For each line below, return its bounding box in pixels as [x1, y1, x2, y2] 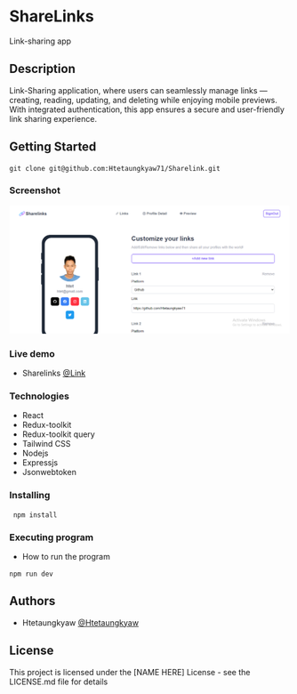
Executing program [9, 531, 94, 544]
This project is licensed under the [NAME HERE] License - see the [9, 666, 251, 677]
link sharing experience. [9, 113, 98, 124]
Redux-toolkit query [21, 429, 95, 440]
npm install [12, 510, 58, 520]
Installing [9, 489, 51, 502]
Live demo [9, 347, 55, 359]
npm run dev [9, 569, 53, 578]
